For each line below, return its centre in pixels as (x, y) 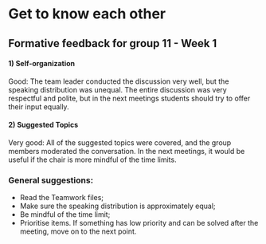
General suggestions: (51, 180)
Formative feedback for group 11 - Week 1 (113, 43)
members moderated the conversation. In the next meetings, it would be (127, 151)
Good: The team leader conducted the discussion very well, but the (119, 81)
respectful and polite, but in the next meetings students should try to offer (129, 98)
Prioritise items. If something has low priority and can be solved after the (139, 223)
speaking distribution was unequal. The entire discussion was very (117, 89)
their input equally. (39, 106)
